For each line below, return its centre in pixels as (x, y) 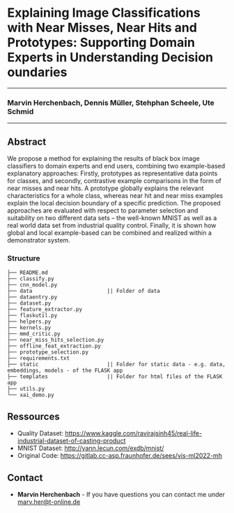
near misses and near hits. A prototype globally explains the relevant (106, 188)
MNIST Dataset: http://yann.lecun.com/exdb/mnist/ (91, 448)
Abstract (27, 142)
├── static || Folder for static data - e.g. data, (117, 365)
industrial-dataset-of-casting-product (71, 441)
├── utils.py (26, 389)
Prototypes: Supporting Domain (101, 43)
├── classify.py (31, 279)
